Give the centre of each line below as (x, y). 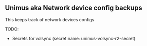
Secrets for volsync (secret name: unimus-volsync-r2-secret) (74, 38)
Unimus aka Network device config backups (74, 8)
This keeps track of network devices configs (50, 19)
